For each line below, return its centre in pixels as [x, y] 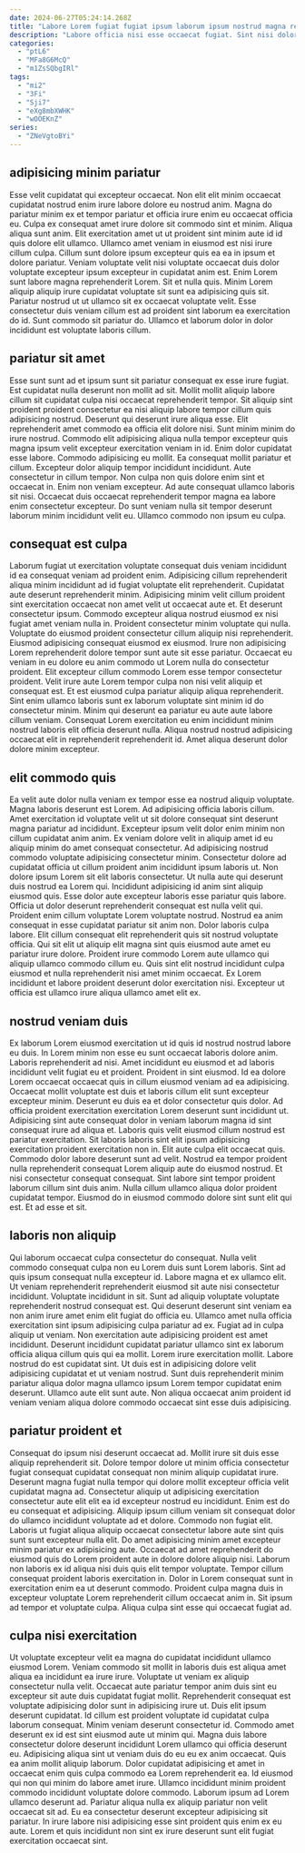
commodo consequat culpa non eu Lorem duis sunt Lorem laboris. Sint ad [148, 1267]
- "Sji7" [34, 102]
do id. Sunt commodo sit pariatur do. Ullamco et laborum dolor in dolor [142, 320]
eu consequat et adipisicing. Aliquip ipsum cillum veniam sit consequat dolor [152, 1511]
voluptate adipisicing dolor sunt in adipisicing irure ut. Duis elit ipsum [138, 1706]
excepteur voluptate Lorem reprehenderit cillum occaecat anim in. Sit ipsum [151, 1597]
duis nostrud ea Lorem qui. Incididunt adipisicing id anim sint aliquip [136, 887]
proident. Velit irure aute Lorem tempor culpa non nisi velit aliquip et [136, 681]
